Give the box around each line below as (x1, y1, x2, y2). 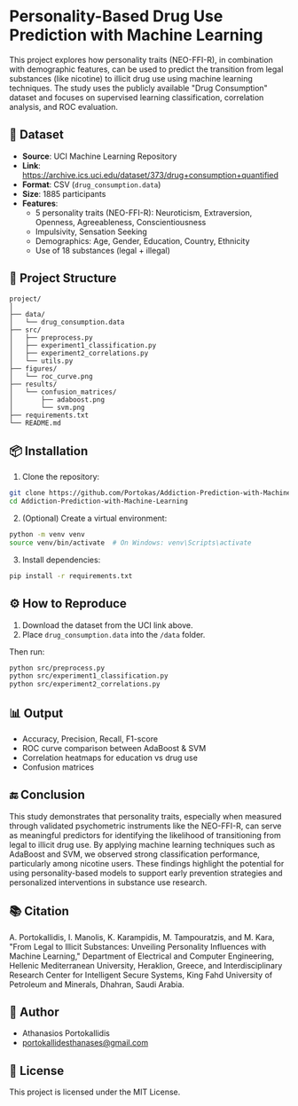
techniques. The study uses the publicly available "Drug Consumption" (9, 82, 268, 93)
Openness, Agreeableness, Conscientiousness (35, 216, 207, 227)
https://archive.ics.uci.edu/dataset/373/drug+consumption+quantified (21, 169, 279, 180)
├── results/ (9, 380, 58, 388)
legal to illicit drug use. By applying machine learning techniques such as (9, 839, 276, 850)
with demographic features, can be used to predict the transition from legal (9, 64, 284, 75)
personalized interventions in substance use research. (9, 876, 208, 888)
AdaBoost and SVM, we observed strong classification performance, (9, 849, 260, 859)
